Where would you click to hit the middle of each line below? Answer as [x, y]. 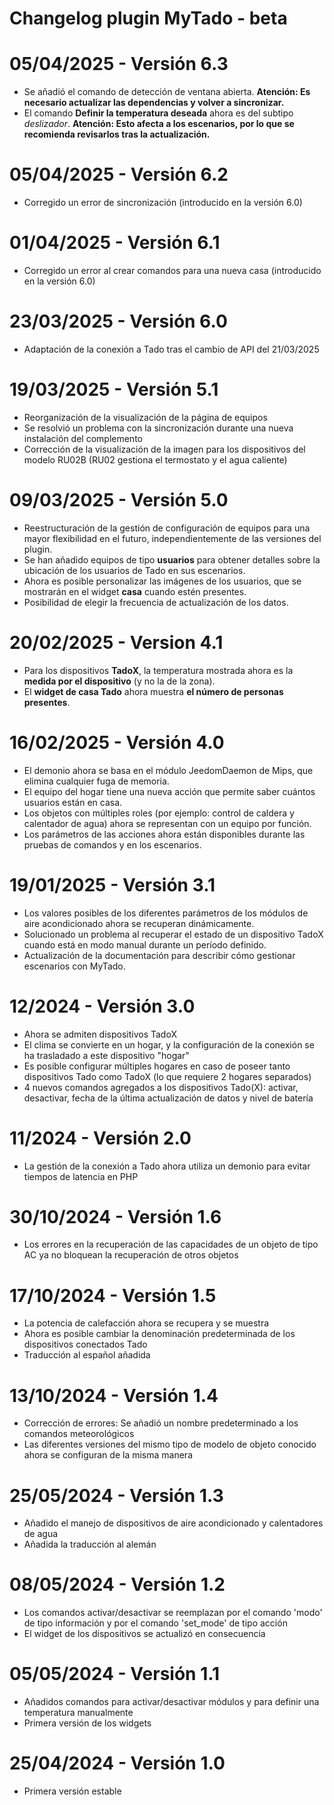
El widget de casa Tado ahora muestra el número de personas [153, 691]
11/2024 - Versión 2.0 [100, 1138]
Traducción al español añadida [87, 1355]
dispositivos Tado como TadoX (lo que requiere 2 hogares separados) [167, 1076]
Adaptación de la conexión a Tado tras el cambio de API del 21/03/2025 [171, 349]
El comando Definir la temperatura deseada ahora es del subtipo [158, 113]
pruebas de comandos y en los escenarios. [112, 844]
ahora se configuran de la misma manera [108, 1455]
